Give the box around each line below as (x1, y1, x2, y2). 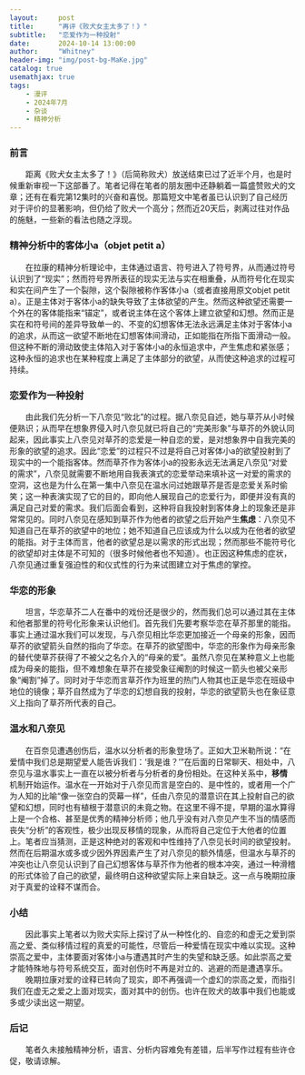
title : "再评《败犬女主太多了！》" (9, 22, 148, 31)
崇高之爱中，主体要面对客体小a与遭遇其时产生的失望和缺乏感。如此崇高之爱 (9, 951, 292, 962)
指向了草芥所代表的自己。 (25, 698, 121, 708)
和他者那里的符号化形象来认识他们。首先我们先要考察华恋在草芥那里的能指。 (9, 618, 296, 628)
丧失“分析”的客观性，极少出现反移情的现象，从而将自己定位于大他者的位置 (9, 824, 288, 835)
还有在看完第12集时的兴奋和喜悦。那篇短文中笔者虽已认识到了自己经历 (25, 192, 289, 203)
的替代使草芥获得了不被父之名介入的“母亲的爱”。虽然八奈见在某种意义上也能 (9, 652, 295, 663)
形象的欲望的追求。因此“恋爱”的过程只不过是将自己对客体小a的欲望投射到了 (9, 446, 292, 457)
